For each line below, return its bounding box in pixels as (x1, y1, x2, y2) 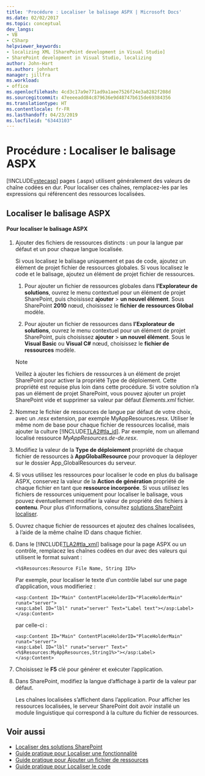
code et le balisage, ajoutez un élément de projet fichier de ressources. (15, 270, 195, 277)
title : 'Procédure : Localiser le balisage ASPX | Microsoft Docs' (6, 9, 182, 15)
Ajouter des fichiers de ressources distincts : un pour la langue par (15, 239, 184, 246)
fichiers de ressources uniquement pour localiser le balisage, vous (15, 491, 184, 498)
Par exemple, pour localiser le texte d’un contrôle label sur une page (15, 576, 188, 583)
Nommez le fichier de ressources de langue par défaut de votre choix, (15, 408, 193, 415)
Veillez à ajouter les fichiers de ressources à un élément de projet (15, 370, 181, 378)
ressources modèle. (24, 346, 76, 354)
